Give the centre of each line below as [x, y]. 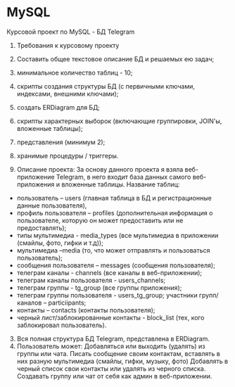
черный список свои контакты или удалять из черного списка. [111, 368]
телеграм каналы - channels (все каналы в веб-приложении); [109, 272]
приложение [36, 177]
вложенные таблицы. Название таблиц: [121, 184]
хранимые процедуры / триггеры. [68, 156]
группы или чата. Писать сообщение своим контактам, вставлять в [119, 353]
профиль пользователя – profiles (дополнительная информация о [115, 212]
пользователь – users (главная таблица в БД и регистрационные [114, 198]
